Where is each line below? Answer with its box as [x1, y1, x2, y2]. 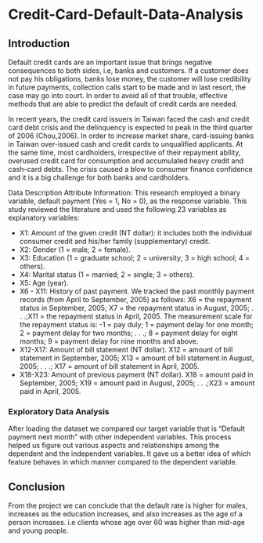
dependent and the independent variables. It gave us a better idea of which [8, 449, 251, 458]
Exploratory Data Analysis [8, 406, 110, 417]
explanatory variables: [8, 213, 80, 222]
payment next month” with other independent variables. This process [8, 432, 232, 442]
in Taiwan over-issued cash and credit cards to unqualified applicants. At [8, 140, 243, 148]
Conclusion [8, 480, 66, 494]
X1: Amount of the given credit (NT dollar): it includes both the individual [19, 228, 253, 237]
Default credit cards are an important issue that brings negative [8, 57, 213, 67]
